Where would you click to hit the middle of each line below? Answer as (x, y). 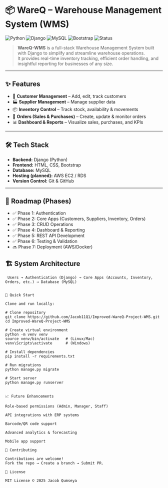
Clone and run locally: (30, 304)
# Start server (21, 378)
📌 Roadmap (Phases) (38, 201)
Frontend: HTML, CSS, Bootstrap (47, 165)
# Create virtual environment (37, 330)
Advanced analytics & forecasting (41, 433)
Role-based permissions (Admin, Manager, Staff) (57, 406)
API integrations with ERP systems (42, 415)
